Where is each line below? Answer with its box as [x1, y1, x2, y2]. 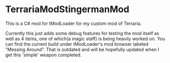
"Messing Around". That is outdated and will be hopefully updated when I [5, 46, 159, 52]
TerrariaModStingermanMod [5, 4, 130, 15]
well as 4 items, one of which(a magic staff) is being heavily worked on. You [5, 36, 165, 42]
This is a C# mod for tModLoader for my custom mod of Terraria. [5, 20, 142, 26]
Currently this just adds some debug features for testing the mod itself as [5, 30, 159, 36]
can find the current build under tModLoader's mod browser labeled [5, 41, 149, 47]
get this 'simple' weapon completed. [5, 52, 82, 58]
